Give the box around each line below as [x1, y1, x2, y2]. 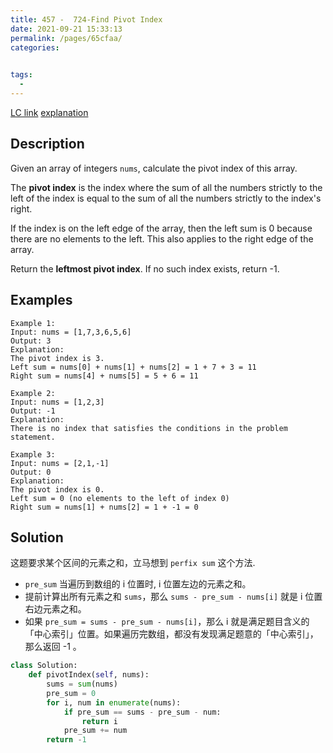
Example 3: [10, 449, 56, 460]
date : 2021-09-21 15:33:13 [10, 24, 123, 34]
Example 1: [10, 318, 56, 328]
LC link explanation [10, 106, 89, 118]
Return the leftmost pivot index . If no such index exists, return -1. [10, 262, 280, 275]
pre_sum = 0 [46, 688, 97, 698]
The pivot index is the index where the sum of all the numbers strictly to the [10, 181, 323, 193]
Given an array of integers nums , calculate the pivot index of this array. [10, 162, 298, 174]
